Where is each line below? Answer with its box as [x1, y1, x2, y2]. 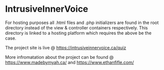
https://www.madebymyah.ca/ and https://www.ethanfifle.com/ [5, 59, 134, 65]
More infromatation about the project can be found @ [5, 54, 114, 60]
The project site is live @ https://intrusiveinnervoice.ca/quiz [5, 45, 126, 50]
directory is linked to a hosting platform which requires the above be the [5, 30, 152, 36]
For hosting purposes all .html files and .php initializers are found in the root [5, 20, 159, 25]
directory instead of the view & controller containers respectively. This [5, 24, 148, 30]
